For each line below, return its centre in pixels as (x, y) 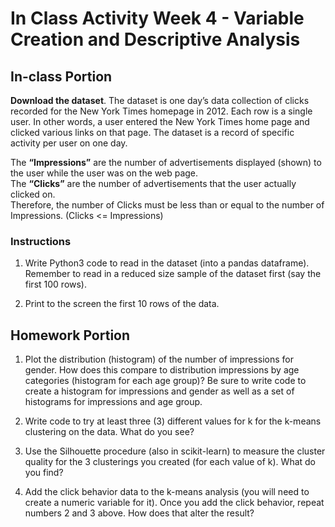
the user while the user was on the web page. (104, 173)
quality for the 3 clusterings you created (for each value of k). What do (170, 462)
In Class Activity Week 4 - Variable (157, 18)
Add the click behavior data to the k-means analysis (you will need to (167, 492)
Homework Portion (70, 335)
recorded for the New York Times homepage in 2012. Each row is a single (161, 111)
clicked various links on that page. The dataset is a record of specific (152, 132)
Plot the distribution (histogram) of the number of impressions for (159, 359)
